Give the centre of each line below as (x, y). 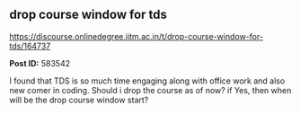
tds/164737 (30, 46)
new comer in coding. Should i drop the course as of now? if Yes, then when (150, 90)
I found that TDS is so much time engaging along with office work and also (147, 81)
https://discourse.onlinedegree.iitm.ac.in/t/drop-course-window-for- (136, 36)
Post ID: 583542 (40, 63)
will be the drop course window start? (79, 100)
